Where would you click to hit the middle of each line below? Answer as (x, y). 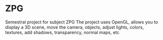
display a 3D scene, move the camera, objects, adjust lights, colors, (75, 27)
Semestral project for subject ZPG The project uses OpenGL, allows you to (82, 22)
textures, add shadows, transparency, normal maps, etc (62, 32)
